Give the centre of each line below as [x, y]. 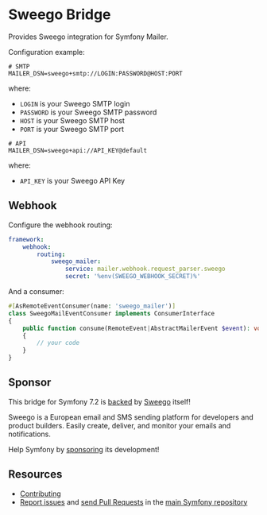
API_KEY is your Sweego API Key [72, 180]
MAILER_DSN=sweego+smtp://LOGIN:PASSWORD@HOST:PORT [95, 73]
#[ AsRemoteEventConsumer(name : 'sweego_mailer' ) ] [92, 306]
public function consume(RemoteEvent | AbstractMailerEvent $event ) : [136, 328]
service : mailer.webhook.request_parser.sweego [145, 269]
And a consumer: [37, 291]
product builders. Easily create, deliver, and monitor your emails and [120, 425]
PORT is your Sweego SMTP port [72, 129]
